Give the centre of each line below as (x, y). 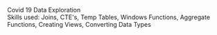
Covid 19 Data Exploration (44, 10)
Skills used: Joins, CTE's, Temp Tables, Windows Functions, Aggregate (108, 17)
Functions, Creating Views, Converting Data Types (79, 24)
